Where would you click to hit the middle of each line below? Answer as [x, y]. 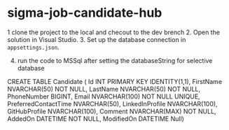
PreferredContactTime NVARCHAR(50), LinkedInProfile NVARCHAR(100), [113, 103]
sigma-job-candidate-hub [85, 13]
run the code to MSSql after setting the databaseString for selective [115, 60]
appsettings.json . [33, 47]
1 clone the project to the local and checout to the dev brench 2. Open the [114, 32]
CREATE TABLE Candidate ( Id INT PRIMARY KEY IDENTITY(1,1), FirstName [115, 81]
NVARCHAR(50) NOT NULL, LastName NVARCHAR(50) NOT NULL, [104, 89]
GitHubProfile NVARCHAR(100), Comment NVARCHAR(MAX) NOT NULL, [112, 111]
